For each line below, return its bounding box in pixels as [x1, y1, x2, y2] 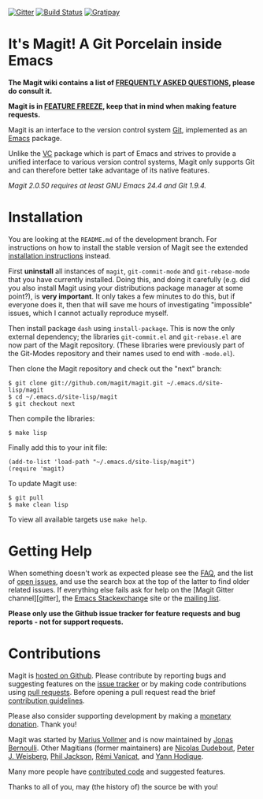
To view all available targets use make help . [8, 515, 147, 524]
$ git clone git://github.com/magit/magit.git [8, 379, 164, 387]
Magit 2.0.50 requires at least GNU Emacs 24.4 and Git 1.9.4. [8, 180, 207, 190]
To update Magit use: [8, 478, 77, 488]
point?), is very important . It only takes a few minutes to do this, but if [8, 292, 235, 301]
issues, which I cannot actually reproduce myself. [8, 308, 169, 318]
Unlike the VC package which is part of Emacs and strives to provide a [8, 148, 236, 158]
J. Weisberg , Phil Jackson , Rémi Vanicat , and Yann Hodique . [8, 751, 204, 760]
